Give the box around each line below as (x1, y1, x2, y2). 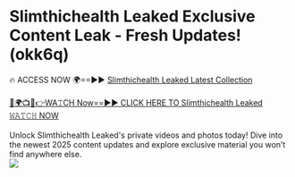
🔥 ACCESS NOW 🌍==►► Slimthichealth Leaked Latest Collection (9, 74, 253, 85)
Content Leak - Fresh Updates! (9, 25, 241, 46)
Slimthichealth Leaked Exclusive (9, 6, 256, 27)
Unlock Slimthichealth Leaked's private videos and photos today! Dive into (9, 130, 283, 140)
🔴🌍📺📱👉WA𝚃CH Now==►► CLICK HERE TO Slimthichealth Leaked (9, 97, 264, 108)
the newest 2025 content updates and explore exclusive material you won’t (9, 139, 286, 149)
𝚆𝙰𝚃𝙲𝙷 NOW (9, 110, 60, 121)
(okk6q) (9, 45, 70, 64)
